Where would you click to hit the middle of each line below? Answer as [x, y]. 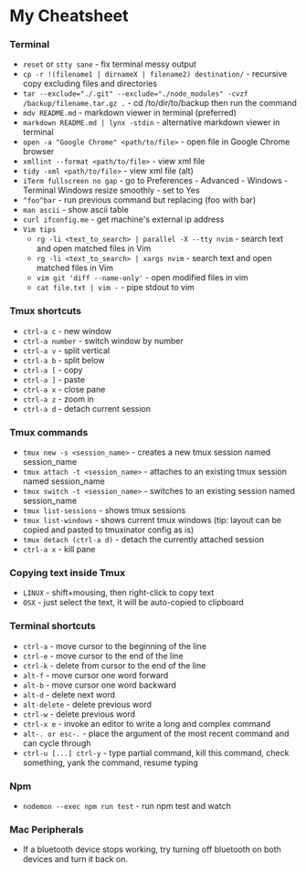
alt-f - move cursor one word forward [95, 675]
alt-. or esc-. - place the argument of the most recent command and [156, 733]
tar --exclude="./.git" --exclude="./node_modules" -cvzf [135, 94]
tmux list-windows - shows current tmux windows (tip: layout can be [152, 520]
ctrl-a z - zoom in [58, 399]
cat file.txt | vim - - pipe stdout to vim [115, 288]
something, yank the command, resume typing [110, 762]
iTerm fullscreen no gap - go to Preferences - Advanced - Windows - [155, 181]
